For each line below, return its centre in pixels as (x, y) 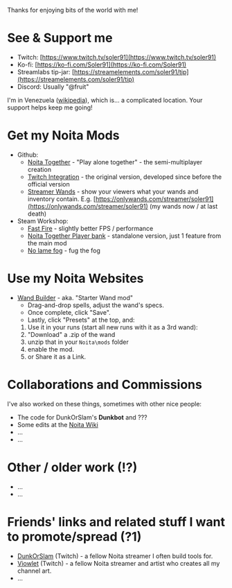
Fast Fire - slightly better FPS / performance (90, 228)
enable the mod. (51, 349)
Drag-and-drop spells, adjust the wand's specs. (96, 305)
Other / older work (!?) (72, 467)
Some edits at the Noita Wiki (57, 424)
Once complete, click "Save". (69, 312)
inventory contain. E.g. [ (62, 199)
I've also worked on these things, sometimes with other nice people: (105, 404)
